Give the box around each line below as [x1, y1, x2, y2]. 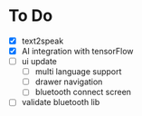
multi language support [34, 66, 122, 77]
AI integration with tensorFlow [21, 46, 134, 56]
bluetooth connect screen [34, 87, 132, 98]
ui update [21, 56, 58, 67]
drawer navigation [34, 76, 103, 87]
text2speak [21, 35, 64, 46]
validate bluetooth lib [21, 97, 100, 108]
